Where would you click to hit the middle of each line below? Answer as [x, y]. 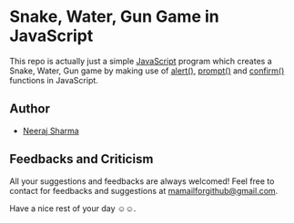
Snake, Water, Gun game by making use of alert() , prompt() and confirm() [147, 71]
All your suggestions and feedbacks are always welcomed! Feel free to [142, 181]
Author [30, 109]
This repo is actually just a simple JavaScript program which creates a [141, 61]
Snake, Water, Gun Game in [115, 17]
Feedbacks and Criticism [81, 159]
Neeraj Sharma [51, 131]
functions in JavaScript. [54, 80]
